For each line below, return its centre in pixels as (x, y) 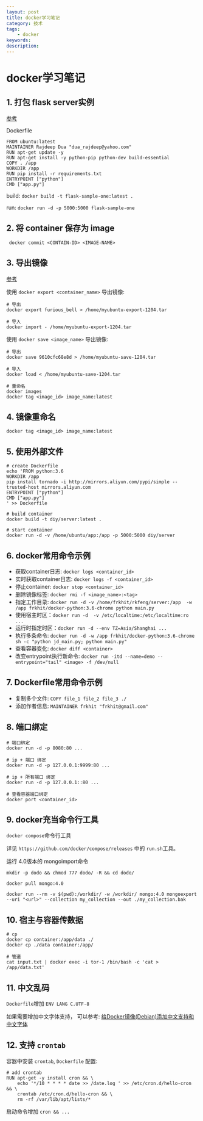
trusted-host (23, 488)
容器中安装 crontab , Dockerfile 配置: (52, 1061)
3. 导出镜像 (27, 263)
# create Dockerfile (33, 466)
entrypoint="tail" (38, 662)
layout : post (23, 12)
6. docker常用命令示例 (49, 556)
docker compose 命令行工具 (39, 835)
